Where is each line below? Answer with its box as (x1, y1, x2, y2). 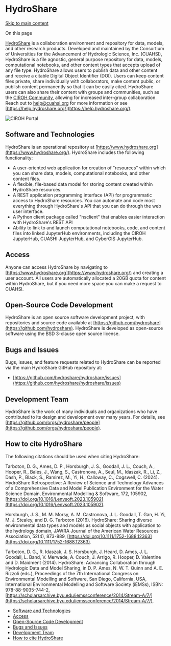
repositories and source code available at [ (5, 320, 95, 326)
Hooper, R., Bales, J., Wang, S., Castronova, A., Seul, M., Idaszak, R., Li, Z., (5, 468, 162, 475)
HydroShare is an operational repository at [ (5, 144, 97, 150)
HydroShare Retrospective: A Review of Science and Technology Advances (5, 479, 164, 485)
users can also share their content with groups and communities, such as (5, 89, 159, 95)
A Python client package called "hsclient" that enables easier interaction (12, 213, 165, 220)
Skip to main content (5, 20, 49, 26)
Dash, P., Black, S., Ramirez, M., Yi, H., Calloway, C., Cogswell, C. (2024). (5, 474, 159, 480)
